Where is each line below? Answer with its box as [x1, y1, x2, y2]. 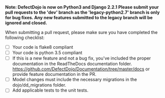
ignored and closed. [5, 20, 48, 26]
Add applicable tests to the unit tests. [12, 87, 89, 93]
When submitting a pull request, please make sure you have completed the [5, 30, 158, 35]
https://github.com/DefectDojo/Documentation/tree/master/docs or [12, 66, 150, 72]
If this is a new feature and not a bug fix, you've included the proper [12, 55, 151, 61]
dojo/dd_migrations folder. [12, 82, 66, 88]
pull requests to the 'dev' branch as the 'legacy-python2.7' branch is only [5, 9, 160, 15]
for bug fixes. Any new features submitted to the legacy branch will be [5, 15, 153, 20]
